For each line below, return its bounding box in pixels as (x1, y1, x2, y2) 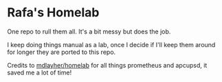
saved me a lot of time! (7, 68, 72, 77)
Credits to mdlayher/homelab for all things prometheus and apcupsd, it (7, 61, 208, 69)
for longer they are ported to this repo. (7, 48, 116, 56)
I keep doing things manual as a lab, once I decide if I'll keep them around (7, 40, 216, 49)
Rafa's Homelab (7, 5, 100, 20)
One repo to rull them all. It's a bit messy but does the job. (7, 27, 171, 36)
